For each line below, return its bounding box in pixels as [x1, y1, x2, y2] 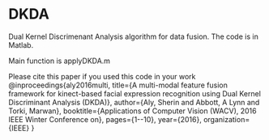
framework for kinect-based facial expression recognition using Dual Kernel [8, 88, 262, 98]
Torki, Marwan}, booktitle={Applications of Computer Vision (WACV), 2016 [8, 106, 257, 116]
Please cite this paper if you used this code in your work [8, 71, 196, 81]
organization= [203, 114, 250, 124]
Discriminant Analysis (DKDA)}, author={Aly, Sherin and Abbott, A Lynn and [8, 97, 260, 107]
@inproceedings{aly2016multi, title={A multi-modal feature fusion [8, 80, 228, 90]
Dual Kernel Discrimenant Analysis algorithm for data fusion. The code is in [8, 32, 259, 41]
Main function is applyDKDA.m [8, 56, 111, 66]
